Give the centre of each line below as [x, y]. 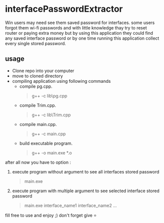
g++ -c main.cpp [49, 134]
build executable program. [46, 143]
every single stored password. [35, 43]
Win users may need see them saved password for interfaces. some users [80, 23]
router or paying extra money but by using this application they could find [79, 33]
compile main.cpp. [38, 124]
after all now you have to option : [38, 162]
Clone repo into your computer [43, 71]
